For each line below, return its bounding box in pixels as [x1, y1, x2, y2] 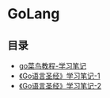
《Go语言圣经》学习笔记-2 [18, 81, 102, 90]
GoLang [7, 5, 60, 23]
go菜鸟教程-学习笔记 [18, 61, 87, 70]
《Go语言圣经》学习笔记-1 [18, 71, 101, 80]
